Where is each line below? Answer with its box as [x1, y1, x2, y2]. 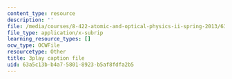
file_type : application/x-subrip [7, 29, 104, 36]
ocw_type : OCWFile [7, 42, 60, 49]
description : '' [7, 16, 54, 23]
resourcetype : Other [7, 49, 67, 56]
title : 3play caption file [7, 55, 85, 62]
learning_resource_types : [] [7, 36, 91, 43]
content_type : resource [7, 10, 76, 17]
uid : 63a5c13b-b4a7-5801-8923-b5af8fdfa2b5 [7, 61, 135, 68]
